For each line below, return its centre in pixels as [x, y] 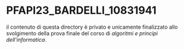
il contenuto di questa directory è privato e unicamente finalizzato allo [92, 27]
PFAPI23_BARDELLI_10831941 [81, 10]
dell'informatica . [26, 39]
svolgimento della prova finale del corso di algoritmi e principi [82, 33]
